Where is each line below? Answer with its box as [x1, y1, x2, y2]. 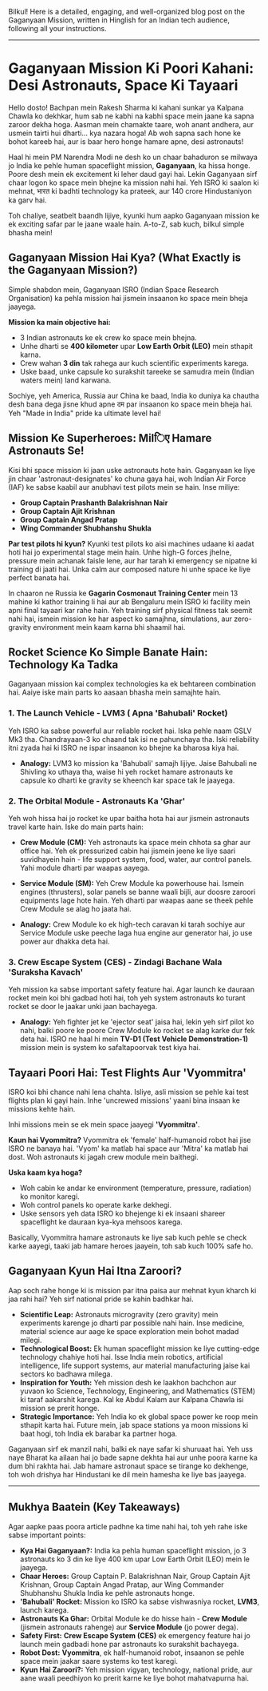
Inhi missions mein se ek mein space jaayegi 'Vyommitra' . [8, 1120, 200, 1129]
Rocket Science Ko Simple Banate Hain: [8, 645, 208, 659]
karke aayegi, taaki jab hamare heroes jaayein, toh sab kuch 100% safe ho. [8, 1241, 254, 1251]
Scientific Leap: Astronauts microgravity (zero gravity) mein [19, 1309, 219, 1319]
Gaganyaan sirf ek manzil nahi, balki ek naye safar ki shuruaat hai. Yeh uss [8, 1444, 254, 1453]
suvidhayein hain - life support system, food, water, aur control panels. [19, 854, 253, 864]
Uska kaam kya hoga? [8, 1168, 83, 1177]
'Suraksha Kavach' [8, 966, 84, 977]
